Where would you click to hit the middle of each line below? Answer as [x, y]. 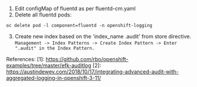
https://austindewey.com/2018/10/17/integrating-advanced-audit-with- [93, 72]
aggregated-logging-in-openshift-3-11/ [54, 78]
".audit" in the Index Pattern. [55, 48]
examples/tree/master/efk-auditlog [49, 65]
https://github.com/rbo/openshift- [87, 59]
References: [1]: [25, 59]
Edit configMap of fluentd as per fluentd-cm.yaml [75, 9]
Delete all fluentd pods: [43, 15]
